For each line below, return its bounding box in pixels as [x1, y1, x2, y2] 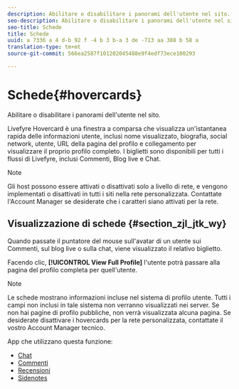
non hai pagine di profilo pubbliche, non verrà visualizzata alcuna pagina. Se [7, 308, 231, 316]
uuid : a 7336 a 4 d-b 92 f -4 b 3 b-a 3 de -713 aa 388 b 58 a [7, 37, 199, 44]
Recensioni [17, 366, 51, 374]
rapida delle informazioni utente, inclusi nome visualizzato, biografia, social [7, 132, 228, 140]
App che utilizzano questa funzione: [7, 337, 113, 346]
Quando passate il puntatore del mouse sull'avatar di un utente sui [7, 236, 201, 245]
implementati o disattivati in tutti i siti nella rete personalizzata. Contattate [7, 189, 222, 198]
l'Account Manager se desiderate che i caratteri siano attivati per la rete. [7, 197, 219, 206]
